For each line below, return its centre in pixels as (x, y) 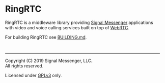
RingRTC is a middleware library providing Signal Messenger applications (79, 22)
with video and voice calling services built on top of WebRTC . (67, 27)
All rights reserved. (24, 66)
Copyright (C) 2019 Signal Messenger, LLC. (49, 61)
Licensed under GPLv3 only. (34, 75)
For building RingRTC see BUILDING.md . (46, 37)
